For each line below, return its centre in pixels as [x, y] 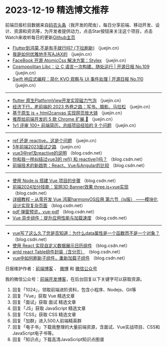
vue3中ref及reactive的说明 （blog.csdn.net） [59, 153]
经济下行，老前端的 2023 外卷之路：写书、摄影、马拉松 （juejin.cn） [83, 106]
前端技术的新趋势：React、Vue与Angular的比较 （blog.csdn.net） [80, 165]
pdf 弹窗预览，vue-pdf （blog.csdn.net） [55, 211]
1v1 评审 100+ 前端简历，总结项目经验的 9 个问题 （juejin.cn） [76, 125]
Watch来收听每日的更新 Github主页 [40, 37]
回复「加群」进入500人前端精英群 [47, 321]
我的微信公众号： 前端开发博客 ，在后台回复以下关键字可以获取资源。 [75, 279]
